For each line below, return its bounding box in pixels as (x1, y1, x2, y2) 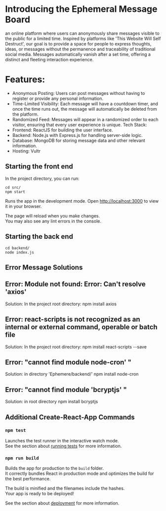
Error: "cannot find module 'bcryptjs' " (5, 385, 127, 394)
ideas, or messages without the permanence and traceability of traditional (5, 46, 156, 52)
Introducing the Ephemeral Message (5, 3, 158, 15)
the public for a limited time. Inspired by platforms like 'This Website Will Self (5, 36, 161, 42)
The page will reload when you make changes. (5, 213, 100, 218)
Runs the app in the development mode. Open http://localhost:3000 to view (5, 198, 159, 204)
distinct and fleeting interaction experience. (5, 56, 94, 62)
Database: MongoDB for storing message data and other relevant (12, 137, 145, 143)
